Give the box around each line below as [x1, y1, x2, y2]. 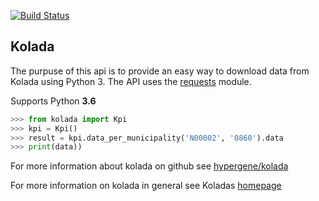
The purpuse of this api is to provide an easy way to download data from [10, 65, 310, 77]
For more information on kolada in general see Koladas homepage [10, 180, 282, 192]
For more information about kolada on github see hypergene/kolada [10, 160, 289, 172]
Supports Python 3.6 [10, 95, 97, 107]
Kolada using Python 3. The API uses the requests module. [10, 75, 252, 87]
